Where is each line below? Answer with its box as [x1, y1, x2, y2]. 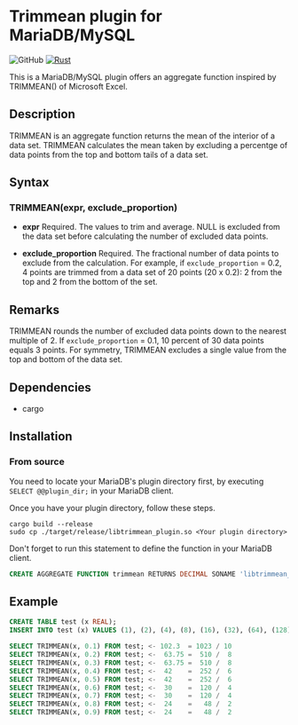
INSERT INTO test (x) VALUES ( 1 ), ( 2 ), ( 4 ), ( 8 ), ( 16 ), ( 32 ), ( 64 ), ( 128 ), [9, 626, 295, 635]
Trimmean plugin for [9, 6, 162, 27]
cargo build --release [9, 519, 93, 529]
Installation [9, 429, 73, 445]
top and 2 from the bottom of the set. [21, 277, 158, 288]
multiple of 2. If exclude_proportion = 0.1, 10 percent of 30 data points [9, 335, 264, 346]
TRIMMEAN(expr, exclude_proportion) [9, 201, 178, 214]
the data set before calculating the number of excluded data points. [21, 231, 269, 241]
